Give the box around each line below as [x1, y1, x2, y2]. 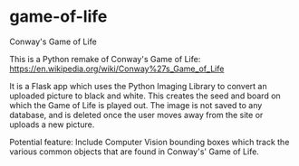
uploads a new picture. [9, 119, 95, 130]
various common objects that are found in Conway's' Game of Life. [9, 146, 260, 157]
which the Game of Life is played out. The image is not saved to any [9, 99, 263, 110]
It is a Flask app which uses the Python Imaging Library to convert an [9, 80, 267, 91]
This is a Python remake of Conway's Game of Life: [9, 53, 201, 64]
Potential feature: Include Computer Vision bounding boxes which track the [9, 136, 290, 147]
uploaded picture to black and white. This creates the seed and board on [9, 90, 281, 101]
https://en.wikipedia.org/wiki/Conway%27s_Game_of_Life [9, 63, 225, 74]
